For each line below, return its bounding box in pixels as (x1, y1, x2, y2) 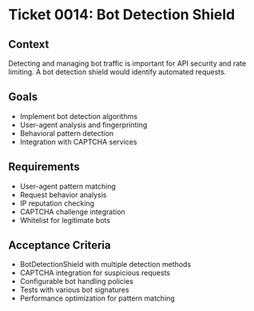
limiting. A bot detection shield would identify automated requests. (8, 67, 227, 77)
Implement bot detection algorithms (19, 111, 138, 121)
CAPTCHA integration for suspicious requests (19, 268, 170, 277)
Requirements (8, 160, 80, 173)
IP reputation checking (19, 198, 94, 208)
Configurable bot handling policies (19, 277, 134, 286)
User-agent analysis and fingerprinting (19, 120, 148, 130)
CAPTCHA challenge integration (19, 206, 125, 217)
